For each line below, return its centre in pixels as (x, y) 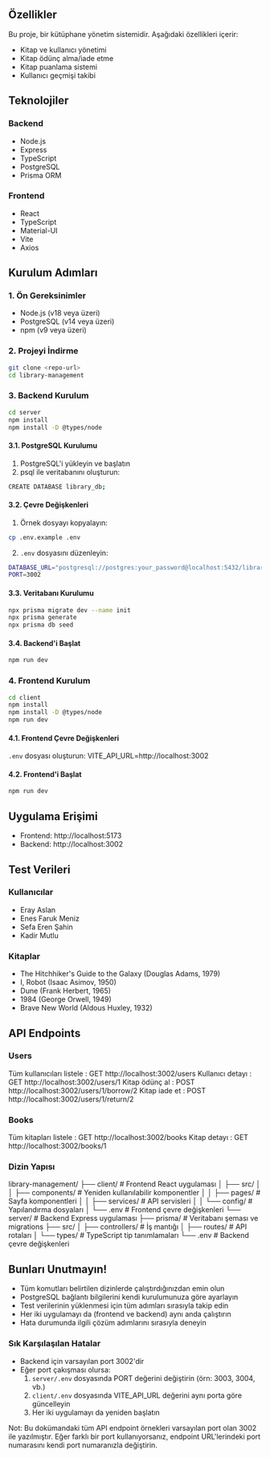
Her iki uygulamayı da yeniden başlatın (96, 1412)
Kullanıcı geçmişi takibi (58, 75)
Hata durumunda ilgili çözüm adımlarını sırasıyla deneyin (113, 1323)
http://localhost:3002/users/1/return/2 (71, 1099)
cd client (25, 697)
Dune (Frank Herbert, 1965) (65, 991)
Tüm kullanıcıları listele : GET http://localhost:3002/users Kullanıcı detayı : (130, 1073)
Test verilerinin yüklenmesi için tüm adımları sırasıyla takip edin (124, 1305)
